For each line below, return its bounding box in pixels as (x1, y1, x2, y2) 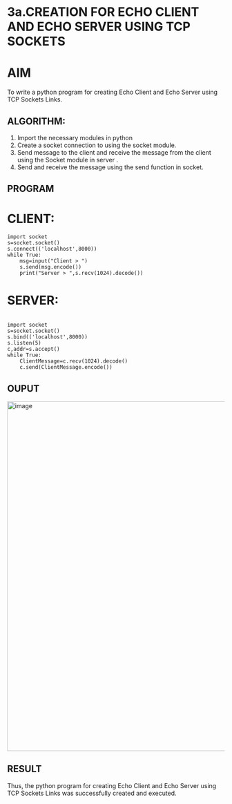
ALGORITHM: (7, 115, 66, 127)
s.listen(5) (7, 340, 41, 347)
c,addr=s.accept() (7, 346, 60, 353)
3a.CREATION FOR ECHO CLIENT (7, 4, 200, 20)
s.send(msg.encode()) (19, 264, 81, 271)
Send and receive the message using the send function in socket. (17, 163, 204, 171)
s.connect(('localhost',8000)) (7, 246, 97, 253)
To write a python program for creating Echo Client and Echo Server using (7, 88, 218, 97)
